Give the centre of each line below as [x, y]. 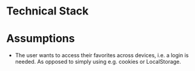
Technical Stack [48, 11]
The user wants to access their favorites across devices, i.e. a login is [102, 55]
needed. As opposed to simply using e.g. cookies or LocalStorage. [98, 62]
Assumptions [41, 39]
